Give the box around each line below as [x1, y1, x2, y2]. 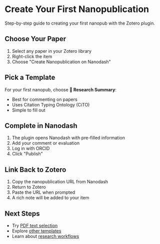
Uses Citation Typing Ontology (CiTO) [11, 101, 90, 107]
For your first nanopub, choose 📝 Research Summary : [4, 86, 117, 92]
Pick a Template [4, 73, 55, 82]
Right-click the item [11, 53, 52, 59]
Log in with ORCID [11, 146, 50, 152]
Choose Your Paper [4, 35, 66, 43]
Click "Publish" [11, 151, 43, 157]
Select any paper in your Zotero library [11, 48, 92, 54]
